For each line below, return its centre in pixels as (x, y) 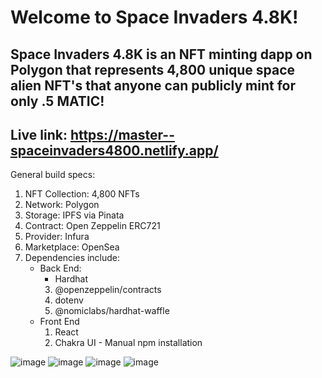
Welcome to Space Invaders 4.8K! (154, 17)
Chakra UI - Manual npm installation (128, 343)
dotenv (69, 300)
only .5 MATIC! (57, 101)
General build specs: (53, 175)
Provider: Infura (57, 237)
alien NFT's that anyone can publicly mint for (153, 85)
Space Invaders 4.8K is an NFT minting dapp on (161, 54)
